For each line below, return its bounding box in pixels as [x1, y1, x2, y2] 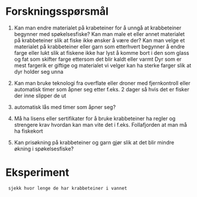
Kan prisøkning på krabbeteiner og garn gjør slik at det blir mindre [14, 139, 175, 146]
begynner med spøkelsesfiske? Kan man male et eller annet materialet [14, 30, 185, 37]
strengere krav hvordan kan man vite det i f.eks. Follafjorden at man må [14, 121, 187, 128]
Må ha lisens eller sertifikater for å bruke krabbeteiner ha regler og [14, 114, 176, 122]
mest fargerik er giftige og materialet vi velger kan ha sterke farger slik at [14, 61, 192, 69]
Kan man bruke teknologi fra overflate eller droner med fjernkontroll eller [14, 79, 191, 87]
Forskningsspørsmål [5, 5, 109, 18]
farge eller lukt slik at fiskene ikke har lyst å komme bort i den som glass [14, 49, 189, 56]
